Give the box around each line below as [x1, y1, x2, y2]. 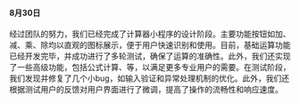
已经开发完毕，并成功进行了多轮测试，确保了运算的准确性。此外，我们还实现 [9, 51, 291, 61]
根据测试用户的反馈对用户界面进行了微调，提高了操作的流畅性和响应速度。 [9, 84, 283, 95]
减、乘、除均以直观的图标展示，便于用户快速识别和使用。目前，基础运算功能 [9, 40, 291, 51]
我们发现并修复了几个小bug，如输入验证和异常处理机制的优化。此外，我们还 [9, 73, 290, 83]
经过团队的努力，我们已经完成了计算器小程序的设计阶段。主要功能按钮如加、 [9, 28, 291, 39]
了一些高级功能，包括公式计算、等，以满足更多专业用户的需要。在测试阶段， [9, 62, 291, 73]
